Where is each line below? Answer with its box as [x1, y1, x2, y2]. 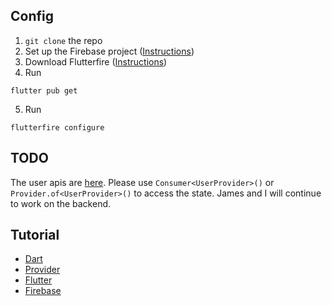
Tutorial [10, 227, 60, 244]
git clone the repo [24, 34, 103, 46]
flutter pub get [10, 85, 78, 96]
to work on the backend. [10, 197, 112, 209]
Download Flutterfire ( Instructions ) [24, 55, 168, 68]
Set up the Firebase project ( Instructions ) [24, 45, 195, 57]
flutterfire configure [10, 122, 105, 133]
